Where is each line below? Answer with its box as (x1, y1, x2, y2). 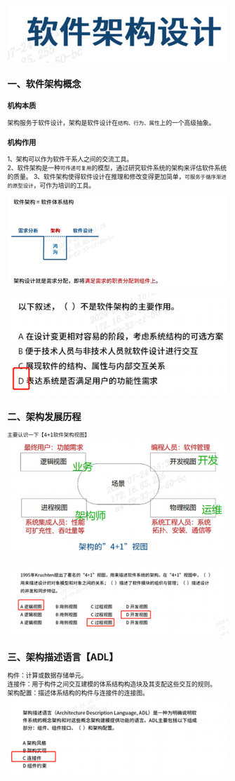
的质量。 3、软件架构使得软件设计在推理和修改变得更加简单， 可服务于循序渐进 (7, 172, 227, 180)
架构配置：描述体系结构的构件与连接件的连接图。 (7, 688, 149, 697)
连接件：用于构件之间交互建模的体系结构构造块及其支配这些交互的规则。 (7, 680, 216, 688)
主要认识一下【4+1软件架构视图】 (7, 431, 90, 439)
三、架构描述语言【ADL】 (7, 651, 119, 663)
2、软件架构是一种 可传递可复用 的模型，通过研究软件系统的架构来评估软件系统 (7, 163, 227, 172)
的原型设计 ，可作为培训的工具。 (7, 181, 95, 189)
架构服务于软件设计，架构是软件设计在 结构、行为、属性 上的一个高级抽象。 (7, 118, 215, 126)
